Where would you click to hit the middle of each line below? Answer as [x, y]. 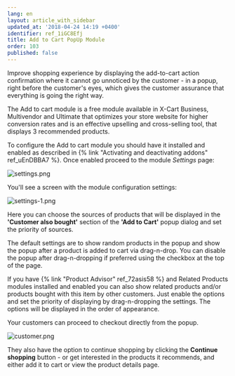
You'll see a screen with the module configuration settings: [92, 187]
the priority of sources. [40, 229]
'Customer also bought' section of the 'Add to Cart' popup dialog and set [115, 221]
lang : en [20, 14]
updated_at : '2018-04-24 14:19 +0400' [64, 27]
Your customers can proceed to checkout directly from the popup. [103, 322]
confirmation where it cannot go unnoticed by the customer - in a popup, [113, 80]
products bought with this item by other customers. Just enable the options [116, 294]
